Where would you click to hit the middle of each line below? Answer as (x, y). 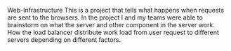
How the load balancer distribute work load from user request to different (113, 32)
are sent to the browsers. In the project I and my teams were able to (105, 17)
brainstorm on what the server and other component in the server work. (111, 25)
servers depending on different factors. (64, 40)
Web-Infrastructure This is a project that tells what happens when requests (116, 10)
